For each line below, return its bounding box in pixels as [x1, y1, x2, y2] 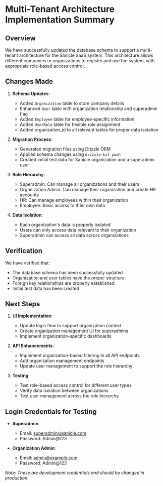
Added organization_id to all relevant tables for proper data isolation [19, 126, 159, 132]
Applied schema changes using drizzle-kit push [19, 151, 121, 157]
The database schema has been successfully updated [12, 269, 123, 275]
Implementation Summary [5, 14, 115, 25]
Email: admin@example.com [19, 455, 78, 461]
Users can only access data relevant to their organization [19, 227, 137, 233]
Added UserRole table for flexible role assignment [19, 121, 120, 127]
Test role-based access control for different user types [19, 382, 132, 388]
